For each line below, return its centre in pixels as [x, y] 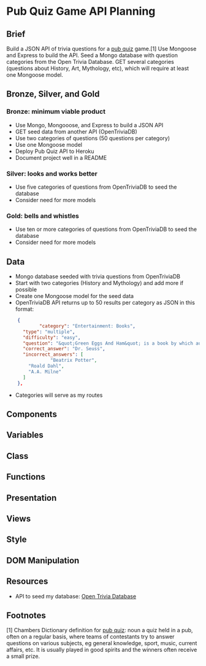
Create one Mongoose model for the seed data [74, 296]
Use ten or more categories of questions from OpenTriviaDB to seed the [106, 229]
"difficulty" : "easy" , [51, 337]
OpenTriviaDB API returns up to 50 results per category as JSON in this [105, 303]
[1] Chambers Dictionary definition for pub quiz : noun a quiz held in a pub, [100, 630]
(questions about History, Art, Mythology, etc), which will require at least [97, 68]
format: [25, 309]
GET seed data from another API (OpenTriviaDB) [76, 131]
